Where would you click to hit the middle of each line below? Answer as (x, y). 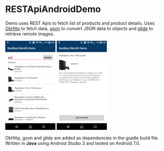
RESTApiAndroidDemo (53, 9)
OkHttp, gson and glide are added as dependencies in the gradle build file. (82, 138)
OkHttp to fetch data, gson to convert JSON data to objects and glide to (79, 28)
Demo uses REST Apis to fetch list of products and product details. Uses (80, 23)
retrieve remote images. (30, 34)
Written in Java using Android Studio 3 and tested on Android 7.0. (73, 143)
